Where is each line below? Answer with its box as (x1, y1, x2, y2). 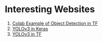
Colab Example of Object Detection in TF (12, 20, 98, 26)
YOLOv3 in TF (12, 31, 42, 37)
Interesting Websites (5, 4, 95, 15)
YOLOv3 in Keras (12, 25, 48, 31)
